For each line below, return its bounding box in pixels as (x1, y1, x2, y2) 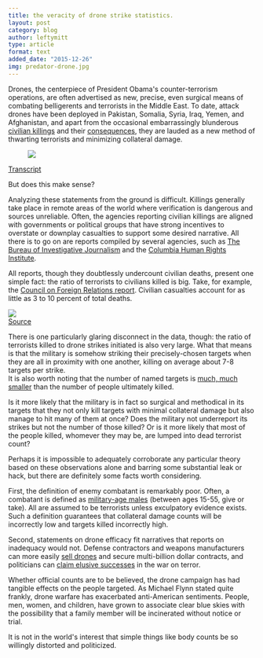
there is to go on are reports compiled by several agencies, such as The (8, 237, 241, 246)
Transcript (8, 164, 42, 174)
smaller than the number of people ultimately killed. (8, 382, 174, 391)
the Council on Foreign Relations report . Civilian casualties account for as (8, 285, 246, 295)
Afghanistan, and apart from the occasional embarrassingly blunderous (8, 117, 239, 127)
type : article (8, 41, 55, 49)
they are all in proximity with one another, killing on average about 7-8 (8, 357, 234, 366)
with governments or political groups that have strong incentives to (8, 219, 225, 229)
